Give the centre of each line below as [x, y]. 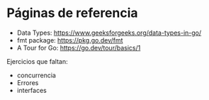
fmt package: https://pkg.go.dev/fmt [70, 40]
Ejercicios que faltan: [37, 61]
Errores [28, 82]
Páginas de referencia [73, 13]
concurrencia [36, 75]
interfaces [32, 90]
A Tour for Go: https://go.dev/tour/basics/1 [79, 48]
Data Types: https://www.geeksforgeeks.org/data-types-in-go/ [109, 33]
